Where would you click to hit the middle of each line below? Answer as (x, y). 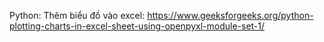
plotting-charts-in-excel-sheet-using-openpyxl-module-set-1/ (137, 26)
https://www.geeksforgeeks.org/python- (230, 15)
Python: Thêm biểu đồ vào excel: (77, 15)
